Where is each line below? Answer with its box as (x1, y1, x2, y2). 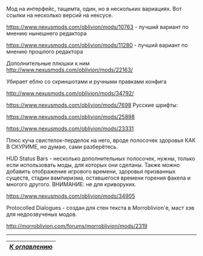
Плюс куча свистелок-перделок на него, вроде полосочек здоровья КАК (6, 136, 196, 144)
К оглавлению (9, 243, 53, 251)
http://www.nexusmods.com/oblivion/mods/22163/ (6, 66, 133, 73)
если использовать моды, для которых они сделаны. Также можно (6, 161, 180, 169)
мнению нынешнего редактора (6, 30, 87, 37)
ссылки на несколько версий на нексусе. (6, 12, 114, 19)
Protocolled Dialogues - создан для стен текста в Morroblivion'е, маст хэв (6, 204, 195, 211)
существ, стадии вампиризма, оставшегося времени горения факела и (6, 174, 191, 181)
